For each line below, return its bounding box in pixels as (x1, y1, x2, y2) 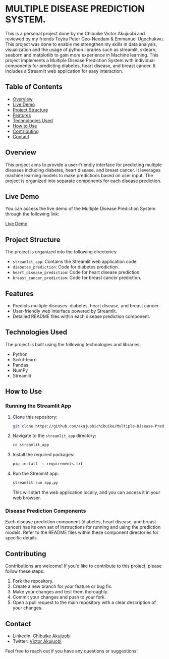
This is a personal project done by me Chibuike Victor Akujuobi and (5, 30, 145, 36)
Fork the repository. (12, 578, 54, 584)
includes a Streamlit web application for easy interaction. (5, 68, 124, 74)
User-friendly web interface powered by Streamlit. (12, 308, 118, 314)
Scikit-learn (12, 356, 37, 362)
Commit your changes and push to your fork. (12, 594, 106, 600)
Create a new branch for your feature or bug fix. (12, 583, 112, 589)
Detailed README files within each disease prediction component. (12, 313, 150, 319)
